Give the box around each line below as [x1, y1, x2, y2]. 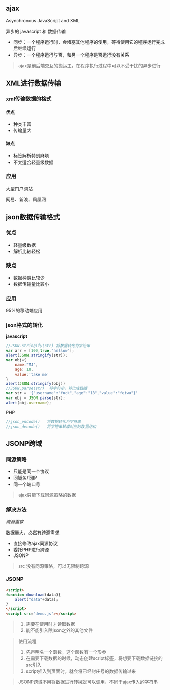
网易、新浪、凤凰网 [6, 196, 46, 202]
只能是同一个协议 [13, 468, 49, 474]
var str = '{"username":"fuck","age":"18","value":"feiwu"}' [6, 391, 138, 396]
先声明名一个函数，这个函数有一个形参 [25, 649, 106, 655]
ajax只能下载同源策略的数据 [18, 492, 76, 498]
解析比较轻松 [13, 248, 40, 254]
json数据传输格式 [6, 213, 60, 221]
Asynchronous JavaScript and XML [6, 17, 80, 23]
